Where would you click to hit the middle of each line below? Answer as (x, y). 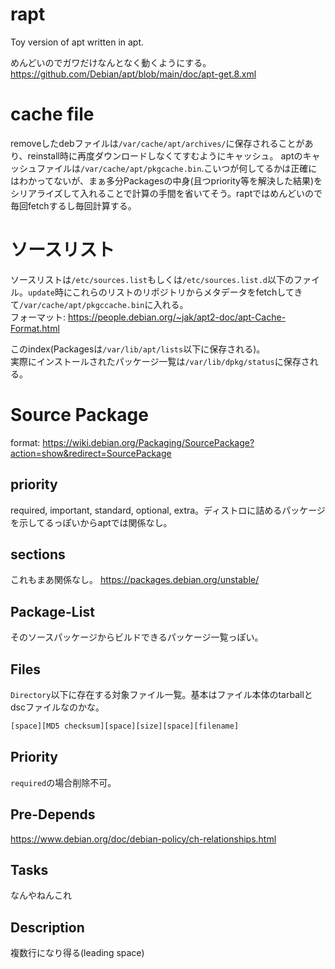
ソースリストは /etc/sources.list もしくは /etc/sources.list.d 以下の (152, 279)
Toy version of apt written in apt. (77, 42)
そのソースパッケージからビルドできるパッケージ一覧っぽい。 (137, 637)
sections (38, 554)
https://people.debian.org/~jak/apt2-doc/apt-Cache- (177, 317)
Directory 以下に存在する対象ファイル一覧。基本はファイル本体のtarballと (161, 694)
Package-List (52, 611)
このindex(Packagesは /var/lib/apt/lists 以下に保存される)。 (138, 349)
